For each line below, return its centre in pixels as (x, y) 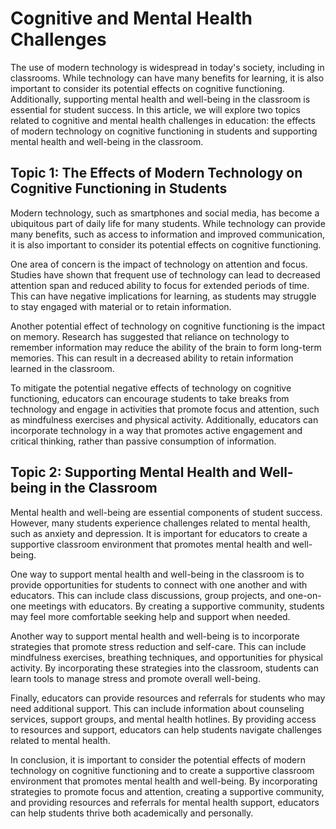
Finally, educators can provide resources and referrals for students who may (168, 698)
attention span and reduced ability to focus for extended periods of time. (160, 285)
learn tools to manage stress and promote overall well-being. (135, 678)
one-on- (304, 595)
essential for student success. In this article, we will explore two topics (156, 109)
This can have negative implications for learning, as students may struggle (163, 296)
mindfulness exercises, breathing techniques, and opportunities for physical (167, 657)
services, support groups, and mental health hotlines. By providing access (163, 719)
